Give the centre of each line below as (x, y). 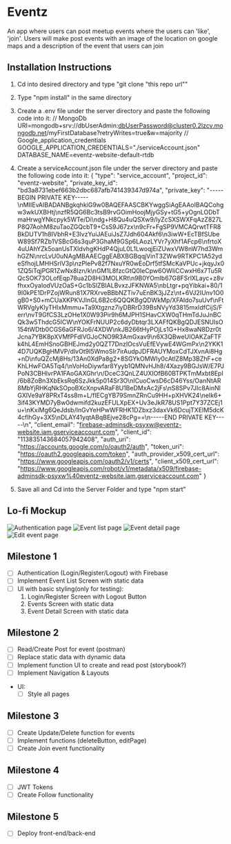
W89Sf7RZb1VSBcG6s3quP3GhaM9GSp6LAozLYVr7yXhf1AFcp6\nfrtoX (119, 241)
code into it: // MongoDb (52, 118)
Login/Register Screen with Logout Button (87, 596)
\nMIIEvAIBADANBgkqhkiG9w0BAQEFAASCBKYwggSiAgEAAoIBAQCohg (120, 205)
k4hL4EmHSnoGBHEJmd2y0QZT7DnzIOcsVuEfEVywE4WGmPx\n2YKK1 (120, 344)
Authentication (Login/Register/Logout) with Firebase (92, 573)
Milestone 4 (33, 771)
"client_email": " (57, 424)
